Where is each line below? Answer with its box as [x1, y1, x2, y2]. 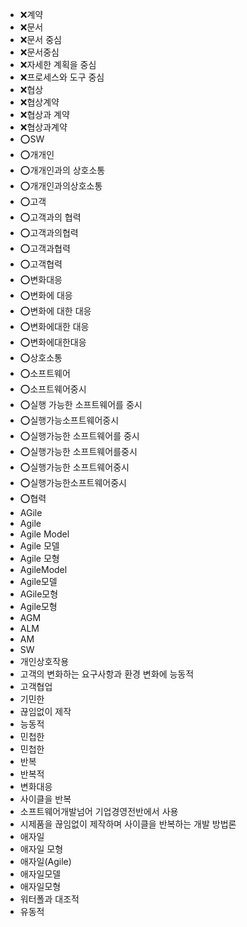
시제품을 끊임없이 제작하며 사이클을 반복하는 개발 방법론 [19, 818, 237, 830]
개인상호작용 [19, 656, 70, 667]
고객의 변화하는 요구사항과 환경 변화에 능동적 [19, 668, 195, 680]
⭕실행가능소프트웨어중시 [19, 414, 120, 426]
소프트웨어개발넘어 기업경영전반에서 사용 [19, 806, 179, 817]
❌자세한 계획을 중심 [19, 59, 97, 70]
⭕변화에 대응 [19, 289, 73, 301]
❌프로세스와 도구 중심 [19, 71, 105, 83]
